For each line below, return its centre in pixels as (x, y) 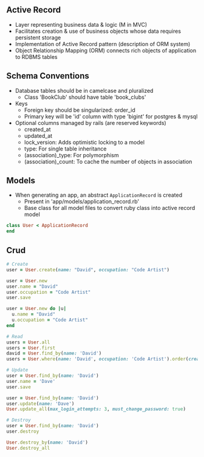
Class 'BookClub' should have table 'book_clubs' (85, 97)
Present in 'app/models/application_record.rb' (82, 201)
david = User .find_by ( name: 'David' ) (54, 354)
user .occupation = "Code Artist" (49, 292)
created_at (37, 129)
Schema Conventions (48, 76)
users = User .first (31, 348)
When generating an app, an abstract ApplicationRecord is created (99, 195)
